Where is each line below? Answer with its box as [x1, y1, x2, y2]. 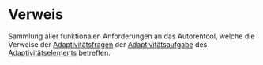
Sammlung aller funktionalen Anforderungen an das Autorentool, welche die [8, 31, 255, 41]
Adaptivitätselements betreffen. [8, 48, 111, 57]
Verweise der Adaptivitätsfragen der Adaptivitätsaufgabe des [8, 39, 208, 49]
